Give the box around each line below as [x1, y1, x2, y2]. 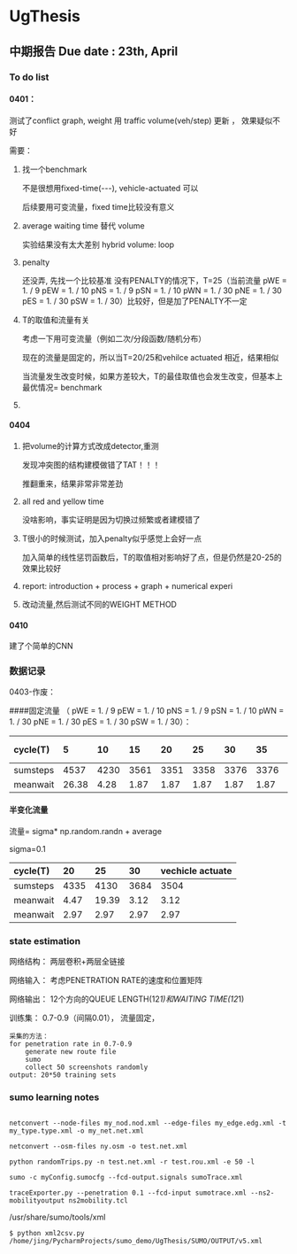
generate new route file [25, 1047, 117, 1056]
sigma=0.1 [9, 843, 46, 854]
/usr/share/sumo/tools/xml [9, 1211, 106, 1223]
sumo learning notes [9, 1091, 100, 1103]
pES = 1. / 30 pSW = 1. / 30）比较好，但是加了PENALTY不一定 [21, 295, 247, 306]
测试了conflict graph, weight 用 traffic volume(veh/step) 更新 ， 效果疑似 [9, 115, 273, 126]
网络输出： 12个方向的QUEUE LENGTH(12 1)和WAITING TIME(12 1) [9, 994, 245, 1004]
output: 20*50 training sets [9, 1070, 117, 1080]
